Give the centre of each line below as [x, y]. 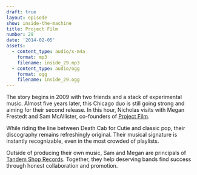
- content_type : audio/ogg [46, 68]
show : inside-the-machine [39, 23]
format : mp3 [32, 57]
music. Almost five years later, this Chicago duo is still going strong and [95, 103]
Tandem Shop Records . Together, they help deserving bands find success [99, 159]
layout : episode [27, 18]
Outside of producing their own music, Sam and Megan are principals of [96, 153]
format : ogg [32, 74]
